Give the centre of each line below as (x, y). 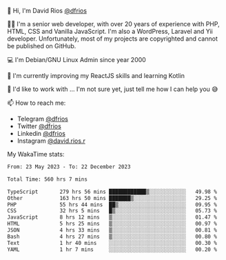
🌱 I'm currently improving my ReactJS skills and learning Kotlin (96, 76)
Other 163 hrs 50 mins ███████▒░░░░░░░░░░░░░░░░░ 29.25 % (112, 198)
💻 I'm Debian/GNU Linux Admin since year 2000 (76, 60)
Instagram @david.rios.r (51, 141)
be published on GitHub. (42, 46)
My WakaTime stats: (36, 154)
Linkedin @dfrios (41, 133)
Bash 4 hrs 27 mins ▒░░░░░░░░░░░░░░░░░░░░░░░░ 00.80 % (112, 237)
